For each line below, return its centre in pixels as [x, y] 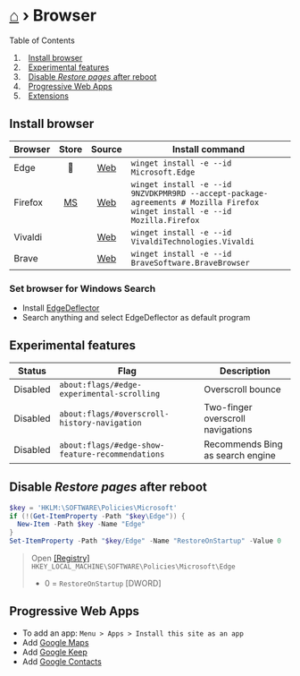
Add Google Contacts [62, 661]
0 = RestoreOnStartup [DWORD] [103, 584]
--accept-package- [229, 193]
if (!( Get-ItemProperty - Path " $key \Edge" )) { [97, 516]
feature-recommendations [112, 454]
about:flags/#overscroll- [114, 414]
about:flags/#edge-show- [112, 445]
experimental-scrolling [110, 394]
